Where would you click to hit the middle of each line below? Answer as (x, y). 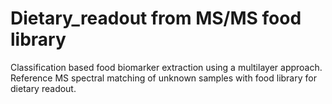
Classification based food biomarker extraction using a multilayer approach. (166, 67)
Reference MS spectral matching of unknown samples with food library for (163, 78)
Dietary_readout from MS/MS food (156, 18)
